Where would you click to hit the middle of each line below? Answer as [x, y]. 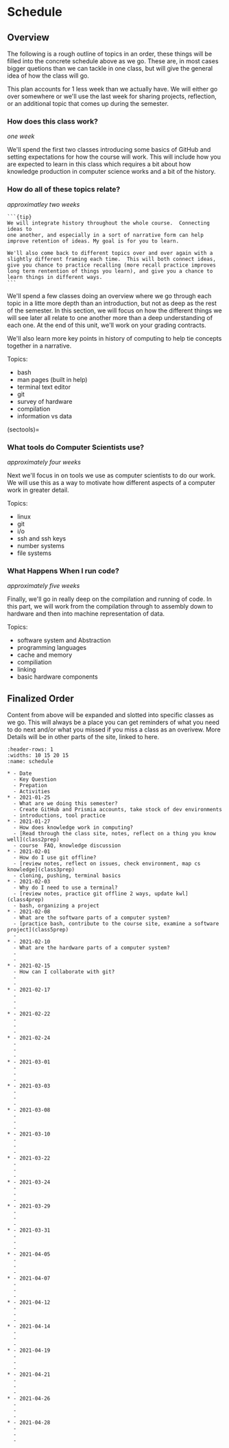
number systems [41, 545]
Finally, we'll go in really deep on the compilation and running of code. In [110, 599]
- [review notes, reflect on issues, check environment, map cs [107, 863]
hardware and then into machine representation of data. [86, 614]
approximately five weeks [44, 586]
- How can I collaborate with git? [64, 972]
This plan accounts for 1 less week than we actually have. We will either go [112, 89]
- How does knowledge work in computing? [73, 828]
